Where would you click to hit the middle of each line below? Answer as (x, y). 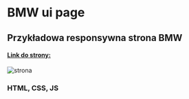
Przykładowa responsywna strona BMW (95, 38)
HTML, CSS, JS (33, 88)
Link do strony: (29, 55)
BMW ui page (46, 13)
